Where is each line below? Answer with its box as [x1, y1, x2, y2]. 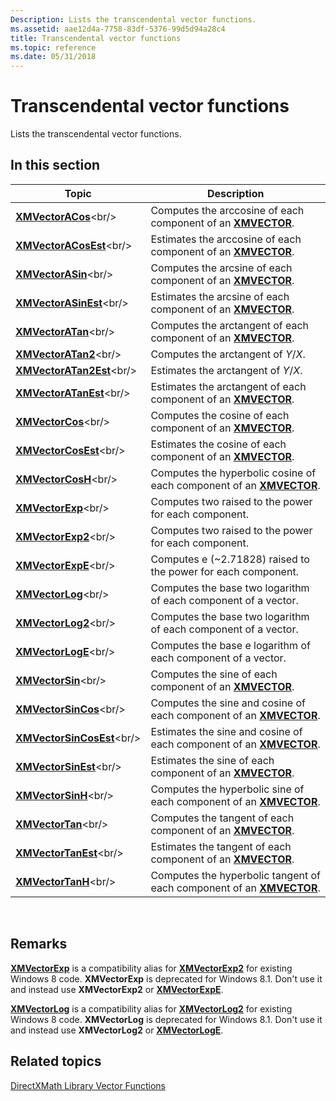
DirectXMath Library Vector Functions [10, 1079, 166, 1091]
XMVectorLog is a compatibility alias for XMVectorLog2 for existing [10, 1002, 293, 1015]
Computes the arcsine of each [150, 261, 293, 275]
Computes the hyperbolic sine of [150, 782, 305, 796]
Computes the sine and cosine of [150, 696, 306, 710]
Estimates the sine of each [150, 753, 275, 767]
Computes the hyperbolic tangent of [150, 868, 321, 882]
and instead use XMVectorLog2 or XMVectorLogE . [10, 1024, 224, 1036]
